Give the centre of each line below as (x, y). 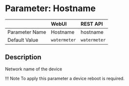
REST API (92, 24)
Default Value (23, 40)
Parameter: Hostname (50, 9)
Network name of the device (34, 69)
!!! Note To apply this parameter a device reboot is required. (65, 78)
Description (23, 57)
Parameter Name (27, 32)
